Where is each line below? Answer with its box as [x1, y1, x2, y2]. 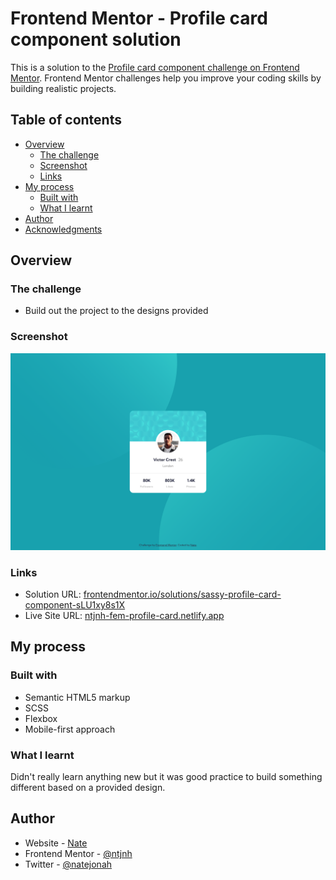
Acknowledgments [24, 223, 103, 235]
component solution [10, 28, 182, 51]
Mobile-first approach [24, 723, 116, 735]
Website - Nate [24, 837, 88, 849]
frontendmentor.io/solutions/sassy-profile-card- [83, 588, 282, 601]
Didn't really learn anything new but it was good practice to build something [10, 771, 323, 783]
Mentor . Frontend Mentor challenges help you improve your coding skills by [10, 72, 322, 84]
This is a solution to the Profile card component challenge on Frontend [10, 61, 300, 73]
